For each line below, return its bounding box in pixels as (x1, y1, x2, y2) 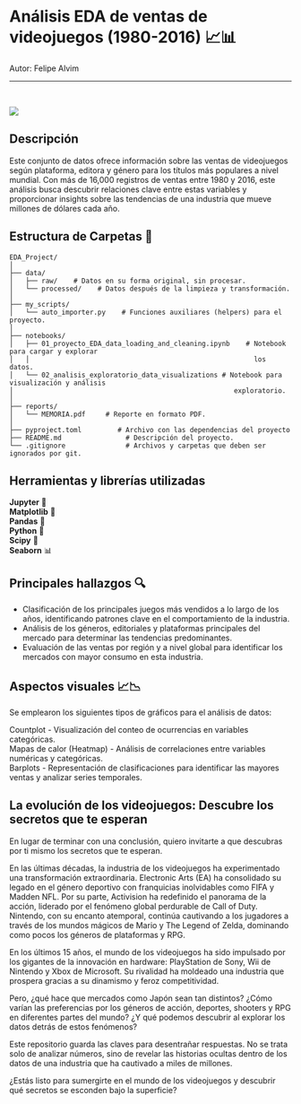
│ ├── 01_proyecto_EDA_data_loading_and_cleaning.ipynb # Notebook (9, 339, 287, 348)
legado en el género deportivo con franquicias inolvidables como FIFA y (9, 882, 275, 892)
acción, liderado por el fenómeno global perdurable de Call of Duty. (9, 900, 258, 911)
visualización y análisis (9, 378, 106, 387)
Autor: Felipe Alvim (9, 63, 79, 74)
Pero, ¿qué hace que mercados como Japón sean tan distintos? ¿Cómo (9, 993, 273, 1004)
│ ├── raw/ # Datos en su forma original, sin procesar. (9, 276, 246, 285)
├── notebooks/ (9, 331, 66, 340)
